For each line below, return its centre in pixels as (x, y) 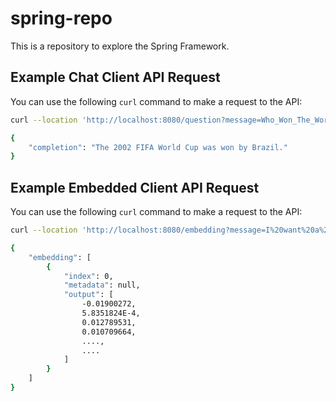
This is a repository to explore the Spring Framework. (120, 46)
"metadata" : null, (102, 285)
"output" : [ (88, 295)
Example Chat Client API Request (115, 77)
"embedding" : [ (60, 257)
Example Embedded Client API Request (135, 187)
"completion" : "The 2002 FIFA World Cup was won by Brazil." (158, 147)
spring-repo (61, 18)
